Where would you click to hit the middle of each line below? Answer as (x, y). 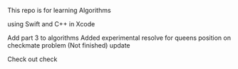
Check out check (32, 59)
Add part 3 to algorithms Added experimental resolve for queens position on (119, 38)
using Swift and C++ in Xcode (51, 24)
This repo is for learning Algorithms (59, 10)
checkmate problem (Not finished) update (69, 45)
